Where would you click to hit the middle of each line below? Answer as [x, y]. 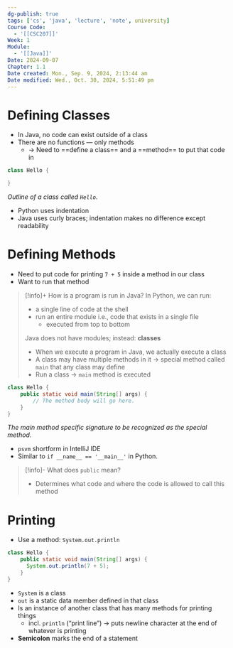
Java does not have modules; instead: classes [93, 338]
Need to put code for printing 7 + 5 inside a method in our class [111, 274]
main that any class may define [80, 367]
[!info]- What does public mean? [72, 470]
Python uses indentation [53, 211]
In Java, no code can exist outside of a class [82, 135]
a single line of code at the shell [82, 309]
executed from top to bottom [88, 324]
